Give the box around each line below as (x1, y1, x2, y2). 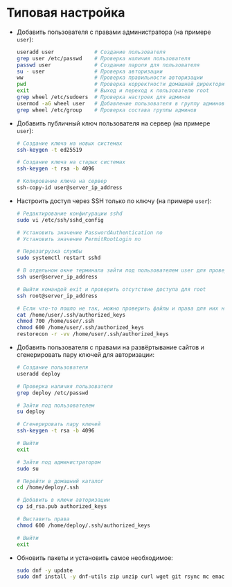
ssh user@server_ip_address (16, 274, 98, 281)
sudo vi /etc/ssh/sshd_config (16, 216, 105, 223)
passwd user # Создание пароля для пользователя (16, 61, 200, 69)
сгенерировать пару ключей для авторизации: (16, 351, 155, 359)
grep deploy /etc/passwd (16, 389, 89, 396)
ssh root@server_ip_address (16, 292, 98, 299)
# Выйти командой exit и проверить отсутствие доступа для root (16, 286, 206, 292)
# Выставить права (16, 516, 70, 523)
